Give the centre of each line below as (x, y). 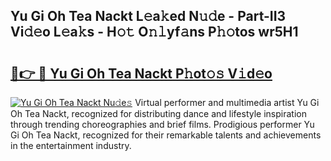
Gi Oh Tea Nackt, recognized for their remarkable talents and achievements (166, 135)
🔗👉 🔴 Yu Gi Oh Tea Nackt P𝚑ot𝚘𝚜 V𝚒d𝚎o (141, 73)
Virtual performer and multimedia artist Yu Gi (227, 102)
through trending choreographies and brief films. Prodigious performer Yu (162, 124)
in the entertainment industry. (71, 145)
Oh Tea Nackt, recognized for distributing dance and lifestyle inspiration (158, 113)
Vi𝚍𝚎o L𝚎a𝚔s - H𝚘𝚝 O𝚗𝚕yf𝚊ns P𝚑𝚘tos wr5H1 (154, 32)
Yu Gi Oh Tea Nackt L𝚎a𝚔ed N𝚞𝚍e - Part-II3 (148, 16)
